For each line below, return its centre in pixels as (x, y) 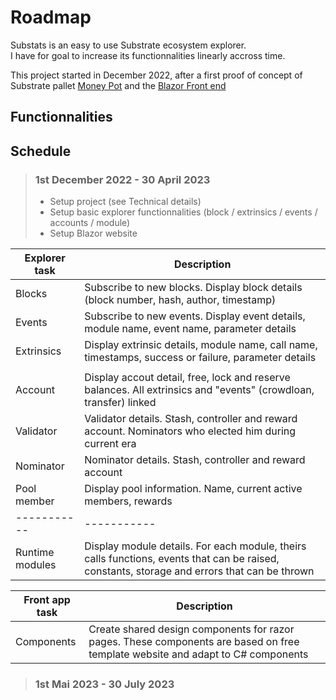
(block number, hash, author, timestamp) (180, 300)
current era (110, 444)
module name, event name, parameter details (190, 329)
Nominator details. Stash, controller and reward (195, 460)
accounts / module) (90, 223)
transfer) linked (120, 403)
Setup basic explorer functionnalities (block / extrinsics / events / (183, 212)
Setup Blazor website (93, 233)
